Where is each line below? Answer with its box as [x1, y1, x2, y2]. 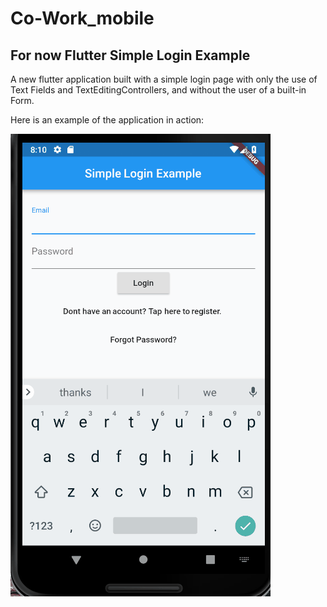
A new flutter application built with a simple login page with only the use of [10, 73, 318, 85]
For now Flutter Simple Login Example [10, 47, 251, 64]
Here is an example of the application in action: [10, 114, 205, 126]
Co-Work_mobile [10, 7, 155, 30]
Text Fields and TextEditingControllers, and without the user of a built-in [10, 84, 307, 96]
